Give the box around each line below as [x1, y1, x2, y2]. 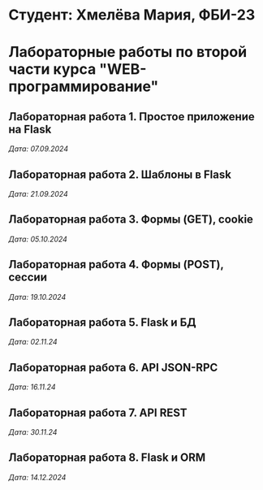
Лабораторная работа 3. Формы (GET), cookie [8, 213, 254, 227]
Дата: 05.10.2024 [8, 234, 67, 244]
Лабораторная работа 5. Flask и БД [8, 315, 196, 330]
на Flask [8, 122, 52, 136]
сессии [8, 271, 47, 284]
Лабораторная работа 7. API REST [8, 405, 188, 419]
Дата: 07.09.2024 [8, 144, 69, 154]
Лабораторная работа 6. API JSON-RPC [8, 360, 218, 375]
